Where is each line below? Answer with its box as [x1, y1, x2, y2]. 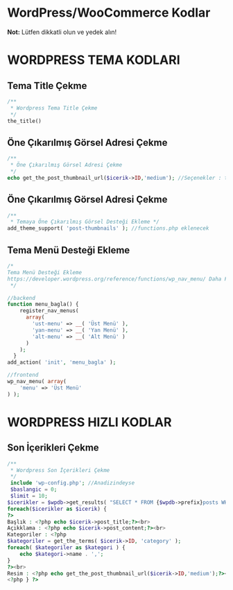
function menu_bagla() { [7, 301, 79, 308]
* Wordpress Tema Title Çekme [10, 104, 98, 112]
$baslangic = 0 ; [10, 486, 58, 494]
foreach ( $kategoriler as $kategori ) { [7, 544, 126, 551]
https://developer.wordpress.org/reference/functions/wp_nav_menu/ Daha [7, 276, 222, 283]
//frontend [7, 371, 39, 379]
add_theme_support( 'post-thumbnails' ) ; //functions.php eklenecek [7, 225, 209, 232]
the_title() [7, 117, 42, 124]
